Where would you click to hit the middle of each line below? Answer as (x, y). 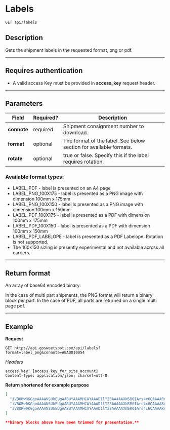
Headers (14, 362)
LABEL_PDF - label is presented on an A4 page (61, 188)
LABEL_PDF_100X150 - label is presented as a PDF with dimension (81, 225)
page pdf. (15, 306)
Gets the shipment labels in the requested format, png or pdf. (69, 50)
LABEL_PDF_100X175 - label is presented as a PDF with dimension (81, 215)
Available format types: (35, 177)
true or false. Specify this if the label (106, 155)
